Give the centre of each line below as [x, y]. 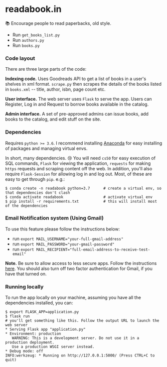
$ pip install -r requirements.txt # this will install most [81, 201]
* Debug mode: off [24, 351]
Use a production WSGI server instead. [53, 347]
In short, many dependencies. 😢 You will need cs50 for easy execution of [81, 158]
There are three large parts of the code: [46, 69]
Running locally [24, 286]
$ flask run [17, 316]
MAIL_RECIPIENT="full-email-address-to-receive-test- [93, 249]
